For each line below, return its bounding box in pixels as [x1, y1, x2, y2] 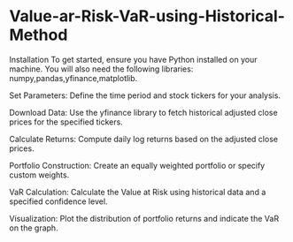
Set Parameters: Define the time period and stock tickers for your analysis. [9, 90, 281, 101]
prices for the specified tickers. [9, 117, 124, 127]
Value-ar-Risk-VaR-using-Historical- [9, 6, 286, 26]
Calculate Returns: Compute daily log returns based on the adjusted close [9, 133, 279, 144]
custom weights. [9, 170, 70, 180]
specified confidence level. [9, 196, 108, 207]
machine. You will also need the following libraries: [9, 64, 194, 74]
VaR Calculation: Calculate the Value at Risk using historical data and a [9, 186, 266, 197]
